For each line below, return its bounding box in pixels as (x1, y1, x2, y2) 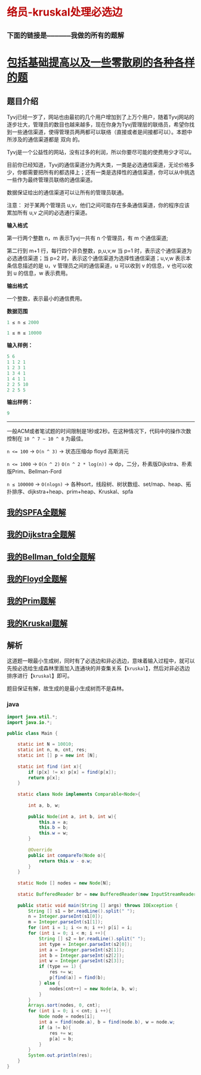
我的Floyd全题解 (7, 574, 67, 584)
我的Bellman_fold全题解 (7, 552, 95, 562)
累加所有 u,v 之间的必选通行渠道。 (7, 209, 91, 216)
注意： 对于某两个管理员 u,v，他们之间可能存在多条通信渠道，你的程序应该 (7, 201, 190, 209)
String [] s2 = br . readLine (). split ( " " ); (38, 936, 146, 942)
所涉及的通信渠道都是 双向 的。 (7, 136, 83, 143)
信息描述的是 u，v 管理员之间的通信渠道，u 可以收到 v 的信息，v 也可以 (11, 262, 187, 269)
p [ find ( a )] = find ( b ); (49, 975, 106, 981)
